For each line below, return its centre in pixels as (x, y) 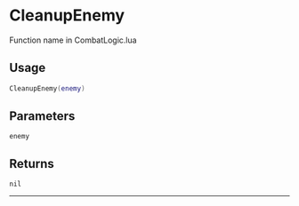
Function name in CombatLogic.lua (73, 40)
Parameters (42, 116)
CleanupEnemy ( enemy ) (48, 88)
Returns (32, 164)
